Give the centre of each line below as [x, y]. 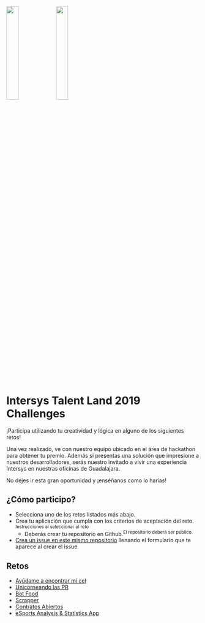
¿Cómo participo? [41, 500]
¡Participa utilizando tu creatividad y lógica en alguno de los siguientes [95, 430]
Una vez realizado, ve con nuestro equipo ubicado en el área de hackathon [101, 449]
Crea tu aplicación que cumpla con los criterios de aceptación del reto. [104, 521]
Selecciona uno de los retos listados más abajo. [75, 514]
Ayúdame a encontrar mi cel [51, 581]
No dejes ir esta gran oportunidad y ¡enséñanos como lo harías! [87, 480]
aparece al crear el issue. [47, 547]
